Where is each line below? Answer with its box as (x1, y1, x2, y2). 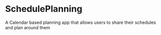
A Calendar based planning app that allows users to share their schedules (5, 19, 157, 25)
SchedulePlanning (5, 3, 82, 15)
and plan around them (5, 24, 51, 30)
